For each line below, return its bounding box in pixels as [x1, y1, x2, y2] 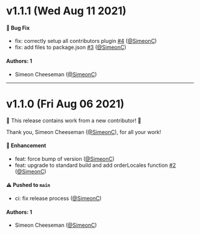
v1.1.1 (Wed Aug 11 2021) [6, 4, 127, 18]
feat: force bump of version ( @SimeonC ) [14, 155, 115, 162]
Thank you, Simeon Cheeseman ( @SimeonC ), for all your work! [6, 128, 162, 135]
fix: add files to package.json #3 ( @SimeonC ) [14, 43, 127, 51]
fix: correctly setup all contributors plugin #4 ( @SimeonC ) [14, 38, 157, 45]
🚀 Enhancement [6, 142, 46, 149]
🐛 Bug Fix [6, 24, 30, 31]
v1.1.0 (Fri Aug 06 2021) [6, 97, 125, 111]
